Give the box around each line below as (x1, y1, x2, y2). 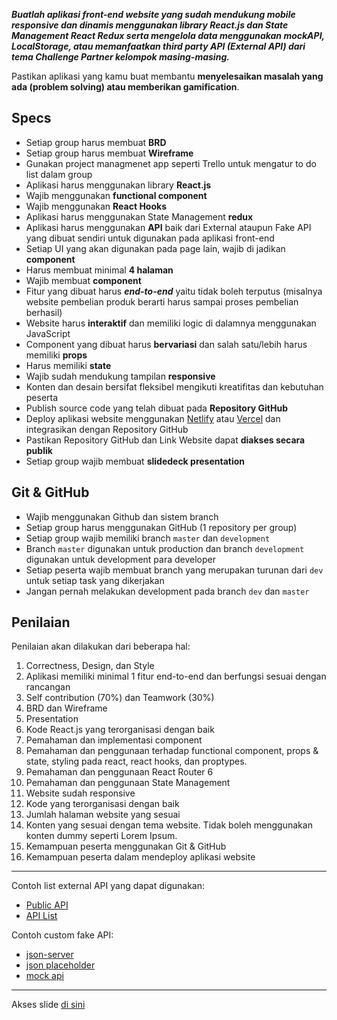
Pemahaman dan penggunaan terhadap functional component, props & (25, 745, 319, 757)
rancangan (25, 681, 71, 693)
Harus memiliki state (25, 359, 112, 371)
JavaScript (25, 327, 71, 339)
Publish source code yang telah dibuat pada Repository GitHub (25, 402, 289, 414)
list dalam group (25, 168, 93, 180)
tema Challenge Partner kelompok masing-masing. (11, 51, 230, 63)
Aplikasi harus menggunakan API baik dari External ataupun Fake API (25, 221, 312, 233)
